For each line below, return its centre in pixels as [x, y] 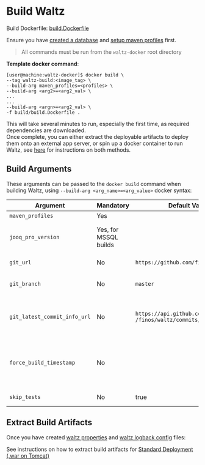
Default [179, 205]
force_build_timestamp [42, 363]
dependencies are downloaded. [46, 130]
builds [106, 245]
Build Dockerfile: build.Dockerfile [48, 28]
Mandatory [113, 205]
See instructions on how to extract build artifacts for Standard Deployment [100, 449]
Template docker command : [43, 64]
